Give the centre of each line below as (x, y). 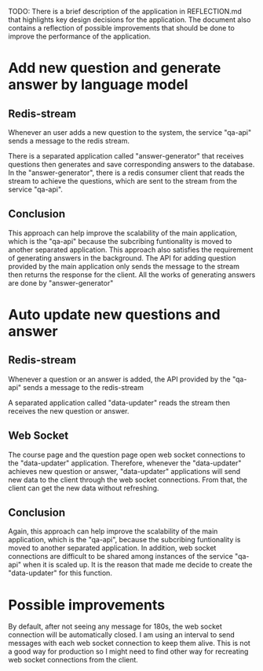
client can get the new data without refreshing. (84, 488)
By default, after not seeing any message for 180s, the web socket (115, 626)
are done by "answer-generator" (61, 283)
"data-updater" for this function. (60, 573)
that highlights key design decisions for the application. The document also (130, 20)
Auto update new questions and (115, 315)
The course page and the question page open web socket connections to (127, 454)
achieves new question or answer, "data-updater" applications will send (124, 471)
